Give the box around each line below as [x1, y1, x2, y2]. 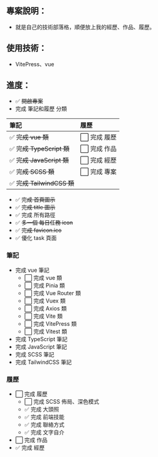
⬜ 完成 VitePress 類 [24, 320, 77, 327]
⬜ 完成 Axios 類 [24, 304, 67, 312]
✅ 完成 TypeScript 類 [9, 145, 70, 153]
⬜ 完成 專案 [80, 167, 117, 176]
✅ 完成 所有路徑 [15, 211, 56, 219]
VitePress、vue [15, 60, 55, 67]
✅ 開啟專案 [15, 98, 43, 105]
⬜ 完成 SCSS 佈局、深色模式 [24, 398, 99, 405]
